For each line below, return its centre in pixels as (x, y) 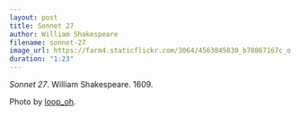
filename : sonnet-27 (48, 42)
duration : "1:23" (42, 59)
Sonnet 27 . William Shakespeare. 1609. (81, 84)
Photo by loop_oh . (43, 102)
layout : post (34, 17)
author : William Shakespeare (64, 34)
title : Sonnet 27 (42, 26)
